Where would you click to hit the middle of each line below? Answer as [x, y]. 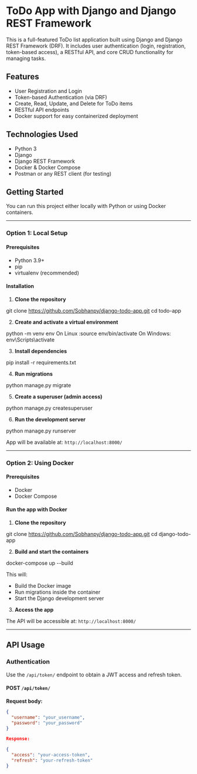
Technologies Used [42, 134]
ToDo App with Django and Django [91, 11]
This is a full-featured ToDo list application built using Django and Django [94, 39]
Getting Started [35, 192]
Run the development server [50, 419]
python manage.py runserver [41, 431]
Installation [20, 286]
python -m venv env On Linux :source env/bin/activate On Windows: [89, 333]
